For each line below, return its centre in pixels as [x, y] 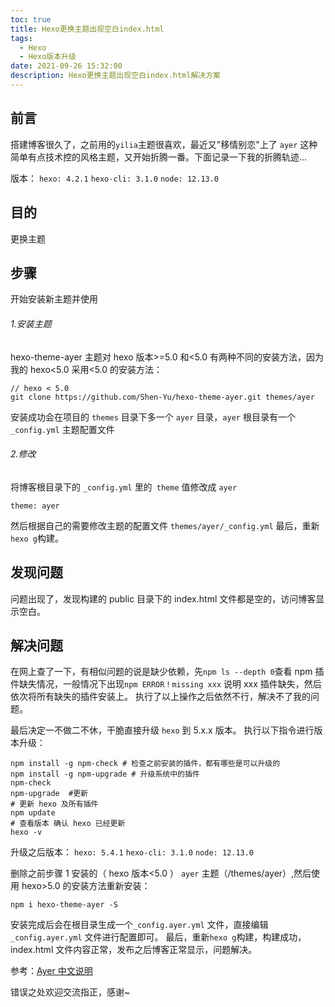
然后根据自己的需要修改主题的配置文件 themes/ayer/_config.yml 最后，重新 [165, 525]
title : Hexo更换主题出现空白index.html [87, 29]
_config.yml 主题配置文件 [62, 429]
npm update [33, 813]
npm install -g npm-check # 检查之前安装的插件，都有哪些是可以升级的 [145, 764]
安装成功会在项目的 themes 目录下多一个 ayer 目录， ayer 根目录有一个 [153, 417]
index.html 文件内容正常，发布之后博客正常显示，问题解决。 [134, 950]
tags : [21, 38]
